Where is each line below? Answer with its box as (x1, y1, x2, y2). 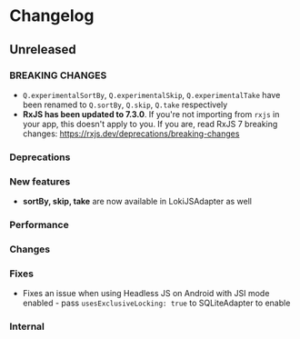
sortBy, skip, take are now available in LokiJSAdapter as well (22, 196, 253, 207)
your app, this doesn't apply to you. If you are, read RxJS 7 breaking (22, 118, 278, 129)
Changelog (9, 5, 95, 26)
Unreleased (9, 42, 77, 57)
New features (9, 174, 71, 187)
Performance (9, 219, 70, 232)
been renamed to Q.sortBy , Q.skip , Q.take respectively (22, 99, 228, 110)
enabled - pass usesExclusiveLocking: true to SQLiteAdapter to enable (22, 297, 291, 309)
